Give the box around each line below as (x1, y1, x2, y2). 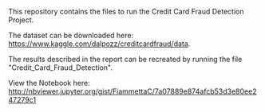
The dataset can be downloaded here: (8, 31, 134, 40)
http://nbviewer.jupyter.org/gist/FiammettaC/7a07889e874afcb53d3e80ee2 (8, 87, 257, 96)
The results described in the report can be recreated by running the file (8, 55, 243, 64)
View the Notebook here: (8, 79, 90, 87)
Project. (8, 15, 34, 25)
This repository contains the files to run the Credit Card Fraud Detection (8, 7, 245, 16)
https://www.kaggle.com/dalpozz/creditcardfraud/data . (8, 39, 191, 48)
